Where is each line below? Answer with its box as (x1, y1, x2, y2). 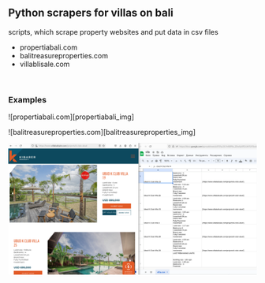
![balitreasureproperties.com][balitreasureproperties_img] (8, 128, 196, 137)
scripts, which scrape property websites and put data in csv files (8, 27, 218, 36)
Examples (8, 94, 47, 105)
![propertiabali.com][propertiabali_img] (8, 112, 135, 121)
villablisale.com (19, 59, 70, 69)
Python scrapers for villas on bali (8, 6, 174, 20)
